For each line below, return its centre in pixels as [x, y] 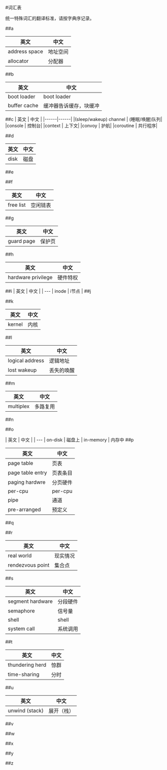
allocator [18, 61]
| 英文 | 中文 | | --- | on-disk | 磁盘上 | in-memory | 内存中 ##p [70, 440]
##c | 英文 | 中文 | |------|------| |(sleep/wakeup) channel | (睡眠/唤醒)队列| [84, 119]
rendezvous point [29, 565]
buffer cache [23, 105]
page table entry [27, 473]
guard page [22, 241]
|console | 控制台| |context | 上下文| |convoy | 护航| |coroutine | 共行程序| [81, 126]
